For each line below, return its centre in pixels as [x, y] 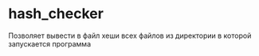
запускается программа [50, 43]
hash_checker [56, 14]
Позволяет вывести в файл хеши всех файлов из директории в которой [130, 35]
